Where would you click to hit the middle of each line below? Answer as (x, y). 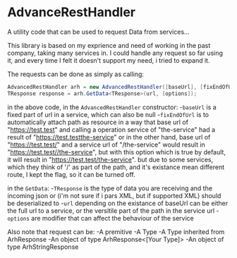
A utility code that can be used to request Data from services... (98, 32)
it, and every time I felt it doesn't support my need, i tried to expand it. (109, 60)
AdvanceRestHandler (72, 12)
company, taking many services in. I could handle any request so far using (115, 53)
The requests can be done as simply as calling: (76, 74)
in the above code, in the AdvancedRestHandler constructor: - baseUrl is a (112, 107)
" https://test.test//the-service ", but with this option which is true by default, (116, 152)
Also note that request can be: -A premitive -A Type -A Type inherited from (116, 232)
